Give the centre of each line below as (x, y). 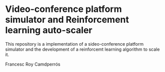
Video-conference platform (63, 9)
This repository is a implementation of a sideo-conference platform (74, 44)
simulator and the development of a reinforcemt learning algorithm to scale (82, 49)
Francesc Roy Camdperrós (33, 64)
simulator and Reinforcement (67, 20)
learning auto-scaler (49, 30)
